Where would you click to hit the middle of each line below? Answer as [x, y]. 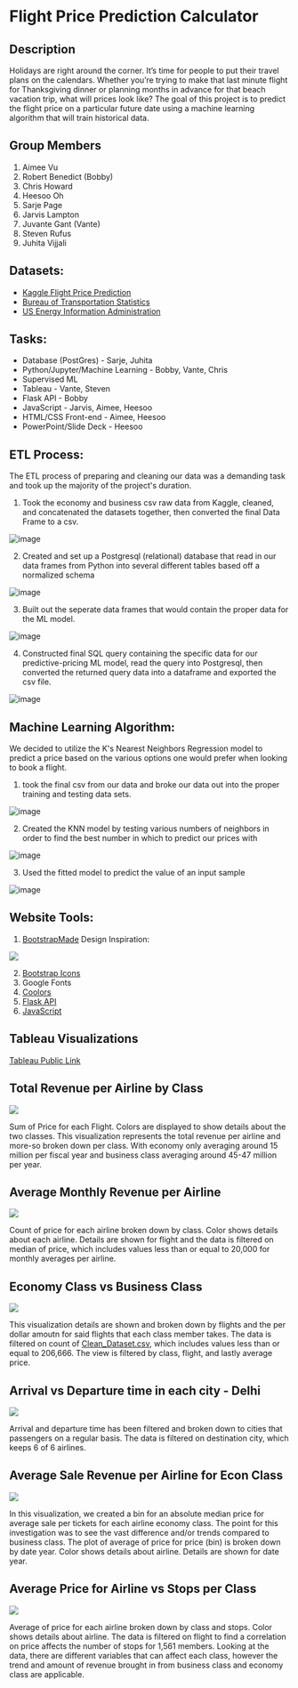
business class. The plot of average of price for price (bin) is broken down [145, 1542]
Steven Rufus [47, 233]
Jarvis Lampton [51, 214]
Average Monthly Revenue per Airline [115, 1192]
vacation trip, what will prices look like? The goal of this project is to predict [148, 99]
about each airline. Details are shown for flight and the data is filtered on [141, 1240]
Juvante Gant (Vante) [61, 223]
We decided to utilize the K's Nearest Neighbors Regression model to [136, 748]
